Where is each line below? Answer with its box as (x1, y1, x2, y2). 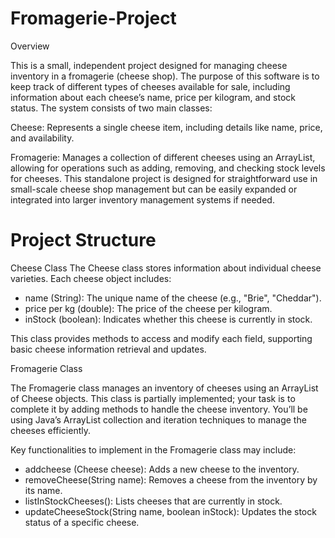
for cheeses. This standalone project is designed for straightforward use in (10, 172, 318, 184)
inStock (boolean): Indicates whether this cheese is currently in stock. (24, 313, 313, 325)
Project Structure (10, 229, 157, 252)
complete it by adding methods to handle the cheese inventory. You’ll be (10, 403, 308, 415)
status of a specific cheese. (24, 516, 140, 528)
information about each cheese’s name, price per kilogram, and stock (10, 91, 297, 103)
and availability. (10, 132, 75, 144)
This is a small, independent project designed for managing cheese (10, 59, 288, 71)
